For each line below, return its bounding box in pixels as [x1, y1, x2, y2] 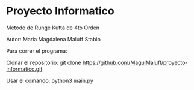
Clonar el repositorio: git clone [6, 59, 81, 66]
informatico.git [6, 65, 43, 73]
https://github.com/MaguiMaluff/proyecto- [82, 59, 188, 66]
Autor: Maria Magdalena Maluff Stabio [6, 35, 101, 43]
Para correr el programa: [6, 47, 67, 55]
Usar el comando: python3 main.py [6, 77, 93, 84]
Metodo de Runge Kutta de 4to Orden [6, 24, 99, 31]
